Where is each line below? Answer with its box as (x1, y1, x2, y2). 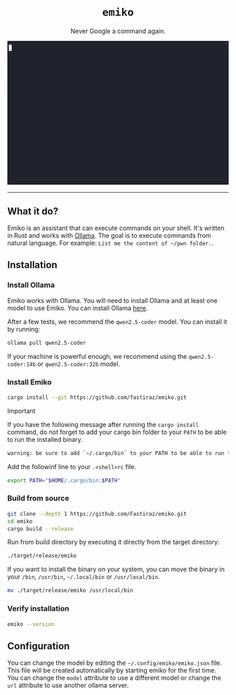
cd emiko (7, 518, 33, 525)
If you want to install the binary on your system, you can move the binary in (7, 565, 225, 573)
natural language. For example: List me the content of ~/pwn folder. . (7, 239, 214, 248)
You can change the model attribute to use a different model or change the (7, 674, 221, 682)
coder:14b (7, 361, 37, 368)
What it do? (7, 205, 58, 217)
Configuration (7, 640, 70, 652)
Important (7, 407, 36, 415)
